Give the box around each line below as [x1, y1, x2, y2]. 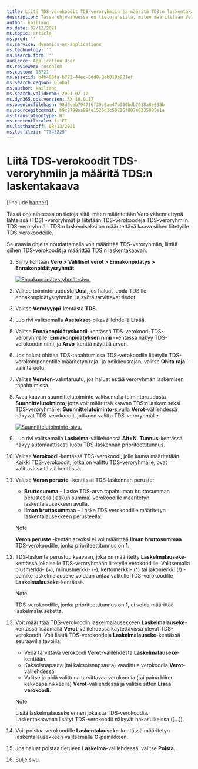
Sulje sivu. [15, 756, 41, 763]
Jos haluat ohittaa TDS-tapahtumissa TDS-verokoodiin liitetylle [15, 352, 168, 359]
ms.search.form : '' [6, 52, 55, 58]
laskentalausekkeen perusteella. [24, 513, 102, 520]
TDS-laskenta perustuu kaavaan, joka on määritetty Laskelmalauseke [15, 553, 184, 560]
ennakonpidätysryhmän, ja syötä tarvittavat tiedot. [15, 293, 137, 300]
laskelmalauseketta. [15, 607, 63, 614]
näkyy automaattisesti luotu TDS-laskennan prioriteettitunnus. [15, 441, 165, 448]
